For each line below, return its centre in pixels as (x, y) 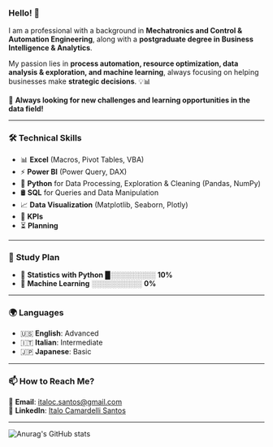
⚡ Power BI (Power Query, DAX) (74, 171)
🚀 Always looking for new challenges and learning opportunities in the (129, 100)
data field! (26, 109)
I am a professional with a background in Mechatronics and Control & (126, 31)
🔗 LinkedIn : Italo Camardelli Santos (67, 410)
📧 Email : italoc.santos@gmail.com (65, 402)
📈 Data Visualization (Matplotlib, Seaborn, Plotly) (104, 204)
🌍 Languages (36, 312)
